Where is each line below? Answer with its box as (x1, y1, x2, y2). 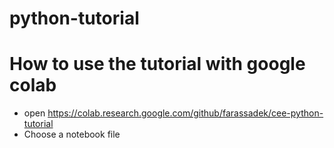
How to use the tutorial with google (9, 53, 306, 76)
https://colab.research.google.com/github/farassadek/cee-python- (47, 107, 324, 119)
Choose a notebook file (23, 128, 121, 141)
